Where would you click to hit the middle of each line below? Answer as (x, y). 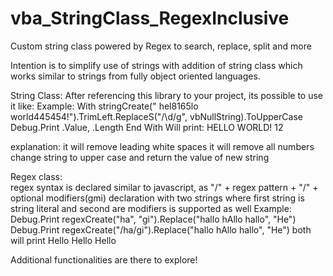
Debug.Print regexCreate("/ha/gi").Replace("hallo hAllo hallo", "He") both (161, 229)
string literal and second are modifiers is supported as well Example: (151, 208)
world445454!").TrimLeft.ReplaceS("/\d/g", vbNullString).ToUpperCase (156, 116)
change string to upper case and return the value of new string (140, 157)
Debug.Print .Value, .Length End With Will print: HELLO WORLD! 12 (147, 127)
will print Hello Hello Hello (63, 240)
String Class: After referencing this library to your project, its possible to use (167, 95)
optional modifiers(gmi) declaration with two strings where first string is (157, 198)
